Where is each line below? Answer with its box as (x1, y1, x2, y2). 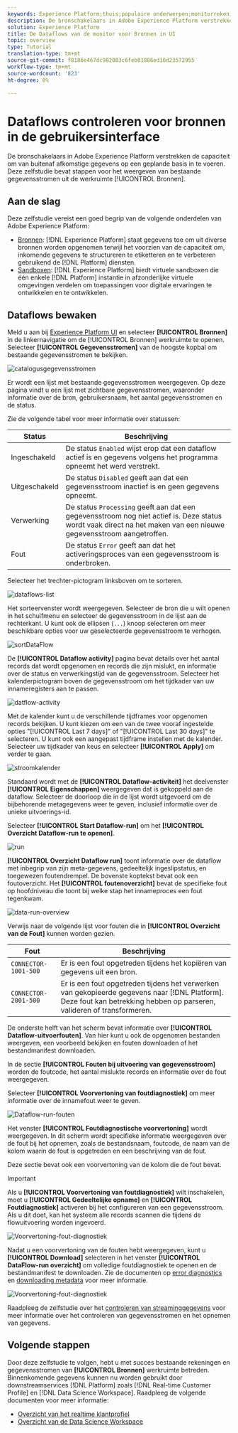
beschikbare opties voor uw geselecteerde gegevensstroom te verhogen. (7, 627, 222, 635)
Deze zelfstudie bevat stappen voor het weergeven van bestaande (7, 167, 201, 176)
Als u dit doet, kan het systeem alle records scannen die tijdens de (7, 1210, 202, 1219)
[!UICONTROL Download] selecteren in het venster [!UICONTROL (7, 1253, 200, 1262)
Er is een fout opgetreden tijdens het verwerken (60, 979, 220, 989)
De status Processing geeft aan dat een (65, 502, 196, 512)
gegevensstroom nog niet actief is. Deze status (65, 511, 222, 521)
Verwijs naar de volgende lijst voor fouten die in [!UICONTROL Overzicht (7, 922, 221, 930)
